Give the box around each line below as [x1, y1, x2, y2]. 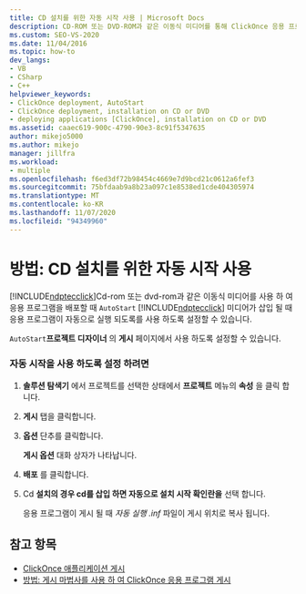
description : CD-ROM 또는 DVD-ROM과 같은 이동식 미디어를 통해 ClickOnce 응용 [9, 22, 285, 31]
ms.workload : [9, 157, 59, 167]
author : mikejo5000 [9, 132, 84, 141]
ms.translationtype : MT [9, 191, 100, 200]
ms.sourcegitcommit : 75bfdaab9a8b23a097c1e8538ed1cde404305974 [9, 183, 255, 192]
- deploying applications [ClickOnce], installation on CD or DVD [9, 115, 267, 124]
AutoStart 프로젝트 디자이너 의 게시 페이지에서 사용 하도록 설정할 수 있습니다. [9, 333, 281, 343]
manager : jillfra [9, 148, 76, 158]
